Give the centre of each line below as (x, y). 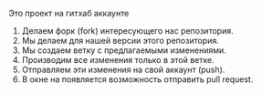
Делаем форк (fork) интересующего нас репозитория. (127, 31)
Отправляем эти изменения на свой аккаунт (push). (123, 69)
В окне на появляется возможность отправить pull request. (137, 79)
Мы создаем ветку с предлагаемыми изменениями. (124, 50)
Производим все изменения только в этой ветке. (118, 60)
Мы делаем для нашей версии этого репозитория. (121, 41)
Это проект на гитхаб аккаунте (69, 13)
